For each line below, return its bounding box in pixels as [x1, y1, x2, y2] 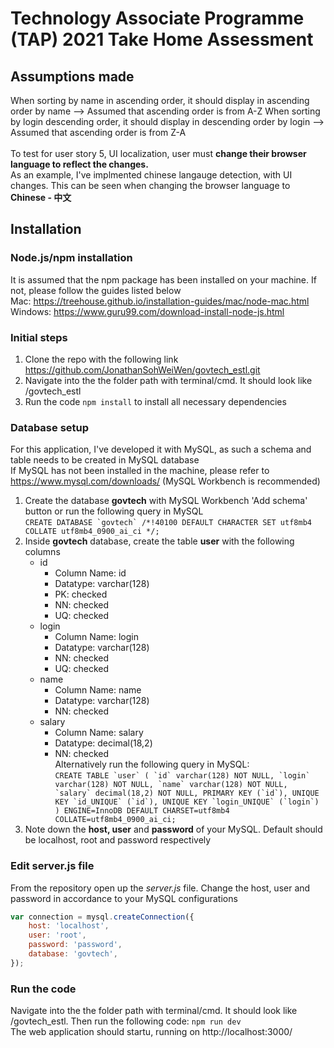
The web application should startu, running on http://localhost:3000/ [10, 1026, 293, 1038]
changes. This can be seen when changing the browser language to [10, 180, 291, 191]
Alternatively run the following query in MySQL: [54, 758, 250, 771]
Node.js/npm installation [10, 251, 133, 265]
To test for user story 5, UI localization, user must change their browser [10, 148, 307, 159]
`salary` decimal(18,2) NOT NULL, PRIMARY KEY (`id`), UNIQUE [54, 788, 320, 799]
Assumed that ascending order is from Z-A [10, 127, 187, 138]
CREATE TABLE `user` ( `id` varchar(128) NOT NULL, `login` [54, 771, 311, 781]
